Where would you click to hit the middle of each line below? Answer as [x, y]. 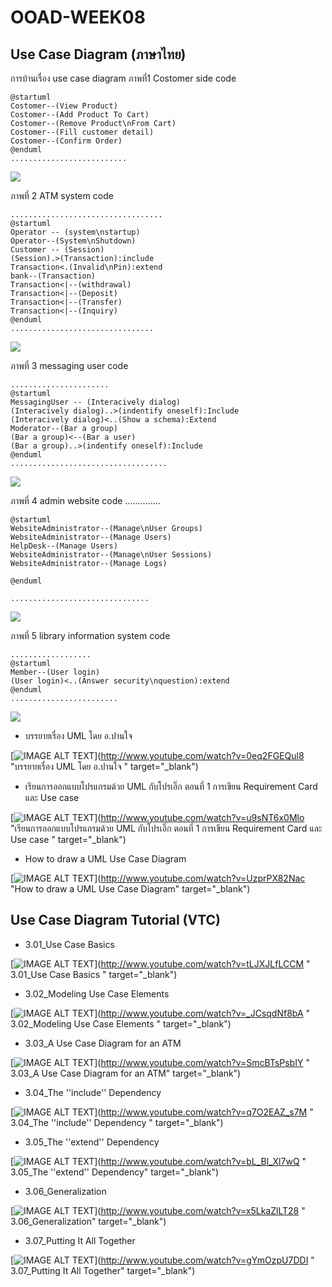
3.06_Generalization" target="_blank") [88, 1221]
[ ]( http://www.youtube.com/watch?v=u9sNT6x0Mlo [157, 817]
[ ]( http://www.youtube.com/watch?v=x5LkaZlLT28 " [158, 1210]
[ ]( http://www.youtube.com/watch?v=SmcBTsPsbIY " [160, 1062]
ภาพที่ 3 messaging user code [69, 365]
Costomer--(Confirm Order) [66, 141]
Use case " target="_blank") [68, 839]
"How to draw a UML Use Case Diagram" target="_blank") [130, 889]
